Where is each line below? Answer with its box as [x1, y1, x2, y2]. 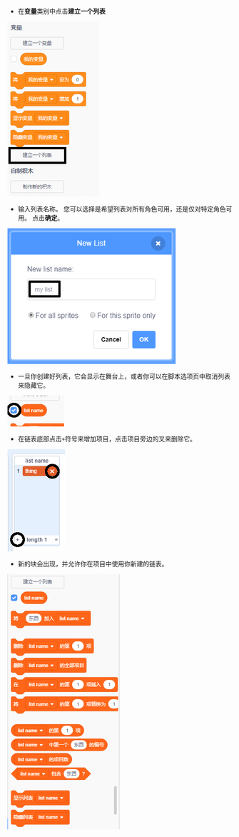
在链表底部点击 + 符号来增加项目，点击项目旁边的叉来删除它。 [17, 435, 196, 443]
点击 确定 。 [31, 214, 64, 222]
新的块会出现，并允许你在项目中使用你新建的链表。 [17, 560, 168, 568]
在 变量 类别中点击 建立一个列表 [17, 7, 106, 15]
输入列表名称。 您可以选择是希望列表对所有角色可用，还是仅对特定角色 [17, 205, 226, 213]
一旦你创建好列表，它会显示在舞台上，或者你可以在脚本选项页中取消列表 [17, 372, 230, 381]
